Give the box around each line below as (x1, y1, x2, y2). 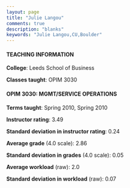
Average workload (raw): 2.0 (6, 163, 80, 170)
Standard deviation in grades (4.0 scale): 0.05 (6, 151, 124, 159)
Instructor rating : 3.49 (6, 116, 64, 123)
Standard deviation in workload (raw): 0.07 (6, 175, 117, 182)
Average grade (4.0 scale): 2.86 (6, 139, 87, 147)
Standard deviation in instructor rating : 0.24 (6, 127, 120, 135)
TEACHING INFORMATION (6, 50, 74, 58)
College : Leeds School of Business (6, 64, 95, 72)
